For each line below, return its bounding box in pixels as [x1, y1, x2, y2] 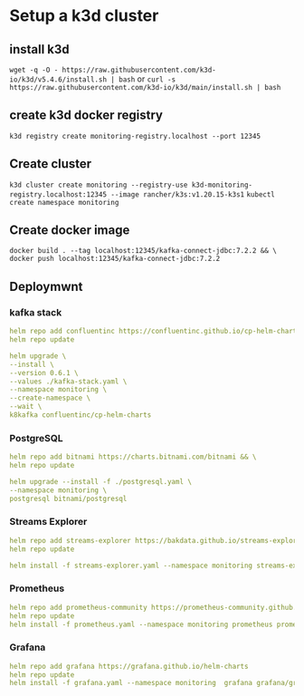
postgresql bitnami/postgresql [9, 494, 128, 503]
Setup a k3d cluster [9, 5, 159, 26]
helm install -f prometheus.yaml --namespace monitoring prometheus [9, 620, 273, 629]
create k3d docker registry [9, 108, 163, 123]
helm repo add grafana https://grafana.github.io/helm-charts [9, 662, 249, 671]
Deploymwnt [9, 278, 83, 295]
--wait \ [9, 402, 43, 411]
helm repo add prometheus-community [9, 603, 147, 612]
